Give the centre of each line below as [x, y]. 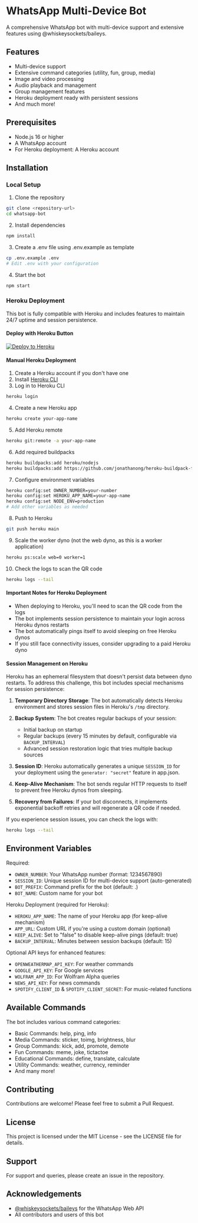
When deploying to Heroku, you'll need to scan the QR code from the [98, 606]
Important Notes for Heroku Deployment [57, 593]
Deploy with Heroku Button [40, 333]
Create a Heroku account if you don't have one [71, 373]
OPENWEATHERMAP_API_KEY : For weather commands [74, 964]
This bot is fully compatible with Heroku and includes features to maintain [95, 314]
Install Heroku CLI [36, 380]
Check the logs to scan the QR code [58, 569]
